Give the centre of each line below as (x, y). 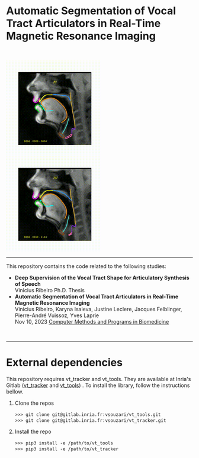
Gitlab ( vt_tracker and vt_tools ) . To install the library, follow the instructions (98, 385)
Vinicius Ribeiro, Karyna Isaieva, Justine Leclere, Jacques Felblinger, (98, 309)
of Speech (28, 284)
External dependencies (65, 363)
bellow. (15, 391)
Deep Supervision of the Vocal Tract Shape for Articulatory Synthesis (102, 278)
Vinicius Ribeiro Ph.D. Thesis (49, 290)
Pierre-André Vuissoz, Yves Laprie (57, 315)
